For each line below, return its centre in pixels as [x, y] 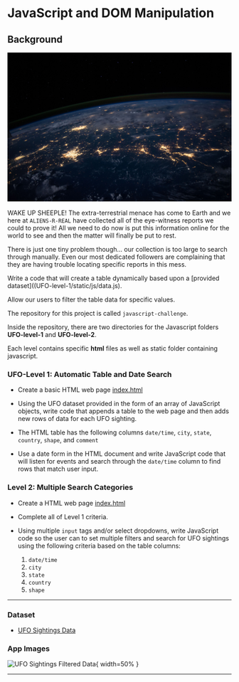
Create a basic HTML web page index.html [80, 390]
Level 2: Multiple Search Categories [70, 487]
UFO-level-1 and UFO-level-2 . [52, 335]
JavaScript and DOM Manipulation [111, 13]
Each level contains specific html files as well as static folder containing [113, 348]
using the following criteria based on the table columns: [99, 545]
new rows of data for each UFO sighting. [77, 419]
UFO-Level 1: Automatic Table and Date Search [90, 375]
